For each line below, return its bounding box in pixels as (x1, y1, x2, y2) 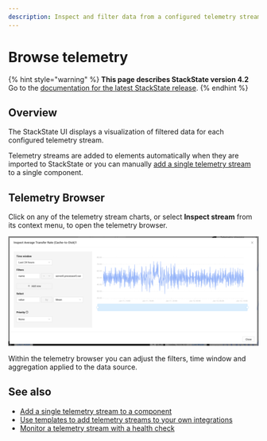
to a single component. (8, 168, 83, 178)
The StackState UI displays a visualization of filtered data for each (8, 127, 225, 137)
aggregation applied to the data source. (8, 362, 137, 372)
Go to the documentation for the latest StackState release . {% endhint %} (8, 83, 249, 92)
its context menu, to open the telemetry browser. (8, 220, 168, 230)
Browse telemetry (8, 48, 129, 66)
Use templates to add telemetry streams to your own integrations (19, 415, 233, 424)
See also (8, 385, 52, 399)
